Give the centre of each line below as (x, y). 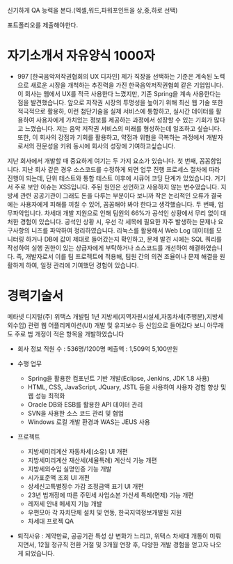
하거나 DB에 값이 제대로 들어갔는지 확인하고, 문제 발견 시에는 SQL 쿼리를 (124, 239)
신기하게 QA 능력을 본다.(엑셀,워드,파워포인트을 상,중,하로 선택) (93, 10)
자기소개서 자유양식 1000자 (81, 56)
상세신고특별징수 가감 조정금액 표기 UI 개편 (86, 486)
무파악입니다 (24, 213)
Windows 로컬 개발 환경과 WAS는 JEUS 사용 (89, 422)
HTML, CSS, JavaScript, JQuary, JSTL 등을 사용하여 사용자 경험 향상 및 (127, 387)
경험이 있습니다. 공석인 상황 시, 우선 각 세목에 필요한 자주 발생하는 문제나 (118, 221)
